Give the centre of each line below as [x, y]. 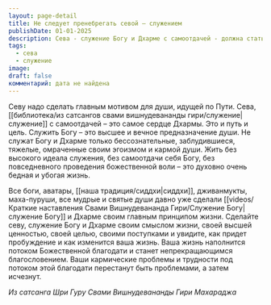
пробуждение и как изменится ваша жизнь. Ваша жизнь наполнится [127, 242]
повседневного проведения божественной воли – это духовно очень [128, 166]
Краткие [23, 207]
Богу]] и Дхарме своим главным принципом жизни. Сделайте [151, 216]
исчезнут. [25, 276]
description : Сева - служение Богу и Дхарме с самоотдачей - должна [126, 38]
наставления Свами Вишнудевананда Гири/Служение [132, 207]
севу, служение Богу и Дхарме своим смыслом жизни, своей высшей [130, 225]
